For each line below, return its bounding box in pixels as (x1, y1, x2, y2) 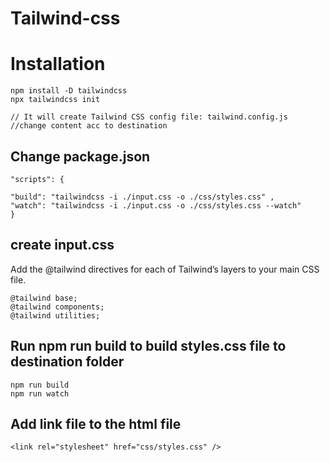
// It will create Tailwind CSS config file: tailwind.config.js (10, 112, 288, 122)
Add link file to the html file (10, 415, 182, 432)
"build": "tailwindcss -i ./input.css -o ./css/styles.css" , (10, 192, 275, 202)
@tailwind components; (10, 302, 105, 312)
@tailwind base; (10, 293, 78, 303)
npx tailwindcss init (10, 95, 101, 105)
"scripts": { (10, 174, 65, 184)
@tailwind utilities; (10, 310, 101, 321)
